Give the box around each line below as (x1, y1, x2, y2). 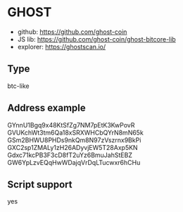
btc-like (7, 82, 30, 90)
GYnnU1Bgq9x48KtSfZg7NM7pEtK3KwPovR (7, 120, 135, 129)
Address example (7, 102, 86, 114)
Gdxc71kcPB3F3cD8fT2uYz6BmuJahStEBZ (7, 151, 132, 159)
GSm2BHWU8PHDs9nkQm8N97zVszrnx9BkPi (7, 135, 141, 144)
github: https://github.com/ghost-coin (17, 27, 127, 36)
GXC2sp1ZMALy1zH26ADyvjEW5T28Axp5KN (7, 143, 139, 151)
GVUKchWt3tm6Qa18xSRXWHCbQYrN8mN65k (7, 128, 144, 137)
